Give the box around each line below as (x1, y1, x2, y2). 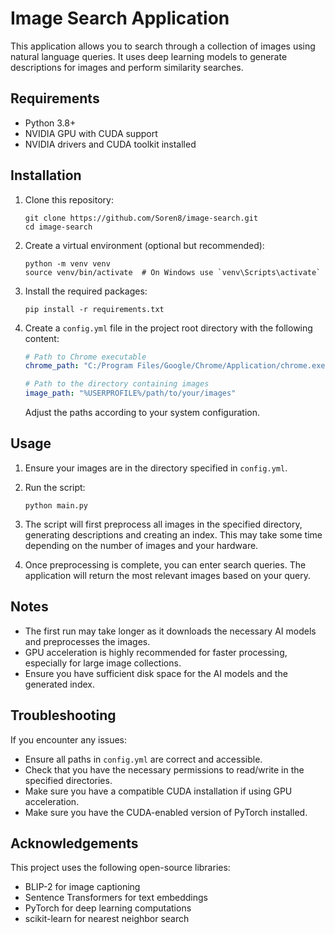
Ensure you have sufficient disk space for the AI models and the (24, 667, 288, 679)
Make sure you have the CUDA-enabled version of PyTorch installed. (24, 806, 308, 818)
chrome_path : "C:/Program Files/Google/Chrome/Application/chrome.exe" (24, 361, 330, 371)
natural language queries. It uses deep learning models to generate (10, 50, 288, 62)
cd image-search (24, 222, 93, 232)
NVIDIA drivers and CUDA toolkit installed (24, 138, 197, 150)
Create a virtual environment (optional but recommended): (24, 239, 265, 251)
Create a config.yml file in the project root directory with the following (24, 322, 313, 334)
